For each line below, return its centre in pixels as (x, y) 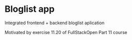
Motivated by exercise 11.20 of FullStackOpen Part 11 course (66, 32)
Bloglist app (30, 9)
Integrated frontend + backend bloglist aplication (55, 23)
